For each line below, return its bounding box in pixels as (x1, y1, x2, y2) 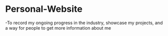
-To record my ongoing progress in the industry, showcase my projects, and (5, 20, 163, 26)
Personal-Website (5, 3, 83, 15)
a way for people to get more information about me (5, 25, 111, 31)
